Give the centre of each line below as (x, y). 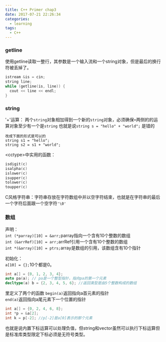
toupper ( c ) (16, 187)
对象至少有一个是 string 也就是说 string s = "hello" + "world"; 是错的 (82, 126)
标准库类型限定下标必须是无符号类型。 (48, 334)
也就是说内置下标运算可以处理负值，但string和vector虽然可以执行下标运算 (81, 328)
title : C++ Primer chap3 (31, 10)
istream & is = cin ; (25, 77)
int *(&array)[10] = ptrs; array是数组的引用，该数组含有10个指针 (73, 248)
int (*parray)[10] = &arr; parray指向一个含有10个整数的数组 (68, 235)
